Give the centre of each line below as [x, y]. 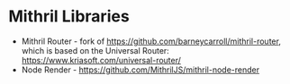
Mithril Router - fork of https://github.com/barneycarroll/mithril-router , [151, 41]
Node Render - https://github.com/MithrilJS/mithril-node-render [140, 70]
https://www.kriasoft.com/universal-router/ [101, 60]
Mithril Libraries [69, 17]
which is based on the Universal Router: [95, 50]
